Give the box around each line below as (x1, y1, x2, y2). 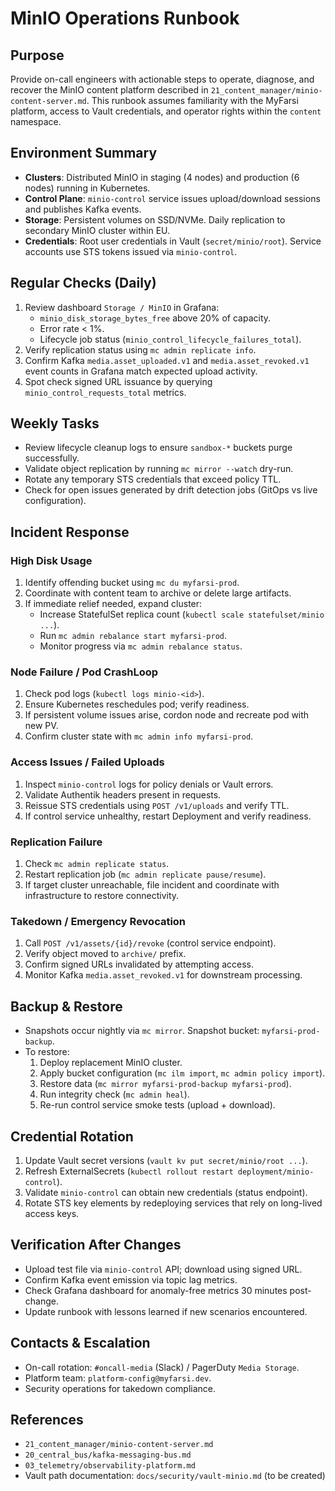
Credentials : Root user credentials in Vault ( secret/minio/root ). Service (24, 235, 322, 247)
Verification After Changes (10, 1237, 182, 1254)
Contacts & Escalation (10, 1335, 151, 1352)
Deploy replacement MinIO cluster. (39, 1057, 183, 1069)
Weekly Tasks (10, 415, 100, 432)
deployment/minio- (237, 1167, 315, 1177)
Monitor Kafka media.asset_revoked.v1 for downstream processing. (24, 969, 303, 981)
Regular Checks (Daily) (10, 275, 157, 292)
